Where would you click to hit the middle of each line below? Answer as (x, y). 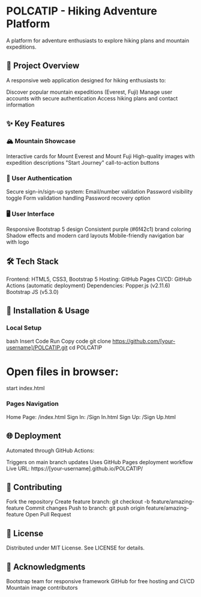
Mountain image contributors (42, 588)
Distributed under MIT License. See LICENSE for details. (76, 548)
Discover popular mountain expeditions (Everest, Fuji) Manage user (89, 92)
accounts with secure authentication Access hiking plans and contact (92, 98)
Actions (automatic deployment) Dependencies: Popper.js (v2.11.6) (88, 285)
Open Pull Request (48, 515)
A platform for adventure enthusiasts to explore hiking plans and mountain (98, 40)
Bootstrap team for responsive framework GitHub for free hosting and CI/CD (100, 581)
